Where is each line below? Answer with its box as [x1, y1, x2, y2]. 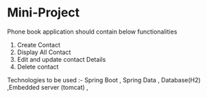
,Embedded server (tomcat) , [7, 83, 89, 91]
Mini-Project [7, 5, 80, 21]
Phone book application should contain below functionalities [7, 27, 178, 36]
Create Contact [16, 40, 60, 49]
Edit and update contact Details [16, 55, 106, 63]
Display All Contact [16, 48, 71, 56]
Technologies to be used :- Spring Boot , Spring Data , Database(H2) [7, 75, 201, 84]
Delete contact [16, 62, 59, 71]
